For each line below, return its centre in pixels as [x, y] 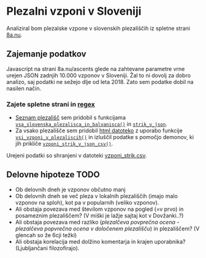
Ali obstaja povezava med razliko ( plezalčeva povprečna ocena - [97, 222]
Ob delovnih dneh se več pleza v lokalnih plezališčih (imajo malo [96, 196]
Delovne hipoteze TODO [53, 175]
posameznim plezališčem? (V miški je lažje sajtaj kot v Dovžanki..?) [99, 215]
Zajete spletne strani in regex [51, 104]
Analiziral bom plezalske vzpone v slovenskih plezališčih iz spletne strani [98, 28]
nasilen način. [24, 88]
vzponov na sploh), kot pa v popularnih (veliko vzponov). [87, 202]
